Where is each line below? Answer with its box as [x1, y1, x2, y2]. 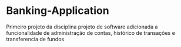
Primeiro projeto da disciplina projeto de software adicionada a [6, 23, 158, 30]
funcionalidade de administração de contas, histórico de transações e [6, 29, 175, 36]
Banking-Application [6, 4, 110, 17]
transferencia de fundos [6, 35, 65, 42]
